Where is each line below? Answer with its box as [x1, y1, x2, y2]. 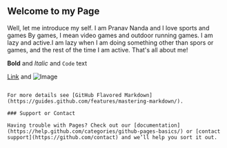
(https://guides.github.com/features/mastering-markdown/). [7, 98, 184, 105]
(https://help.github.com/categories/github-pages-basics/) [7, 127, 184, 135]
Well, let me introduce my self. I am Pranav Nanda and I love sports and [7, 23, 210, 32]
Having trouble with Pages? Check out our [7, 122, 131, 129]
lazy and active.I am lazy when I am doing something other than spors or [7, 38, 214, 47]
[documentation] [133, 122, 181, 129]
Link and [7, 72, 32, 81]
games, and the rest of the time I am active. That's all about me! [7, 45, 188, 54]
